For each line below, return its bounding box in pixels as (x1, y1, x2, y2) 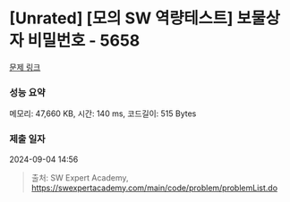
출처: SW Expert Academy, (30, 172, 129, 183)
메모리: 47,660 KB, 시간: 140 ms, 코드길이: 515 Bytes (9, 108, 197, 119)
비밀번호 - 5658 (27, 30, 141, 51)
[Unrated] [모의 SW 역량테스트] (9, 8, 234, 29)
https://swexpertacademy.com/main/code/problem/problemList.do (30, 182, 278, 193)
